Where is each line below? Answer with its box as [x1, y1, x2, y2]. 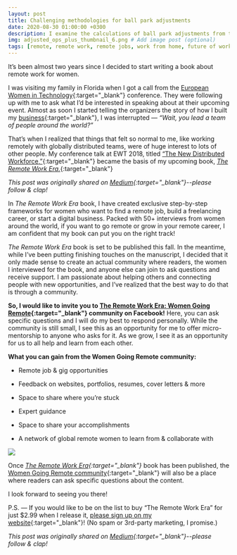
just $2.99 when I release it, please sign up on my [8, 511, 152, 519]
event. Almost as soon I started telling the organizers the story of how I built [8, 106, 228, 114]
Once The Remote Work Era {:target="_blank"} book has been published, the [8, 461, 230, 469]
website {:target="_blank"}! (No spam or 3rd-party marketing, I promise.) [8, 518, 218, 527]
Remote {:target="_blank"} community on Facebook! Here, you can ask [8, 309, 219, 317]
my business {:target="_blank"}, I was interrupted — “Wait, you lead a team [8, 113, 226, 122]
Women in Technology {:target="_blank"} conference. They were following [8, 91, 223, 99]
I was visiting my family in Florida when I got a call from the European [8, 84, 210, 92]
